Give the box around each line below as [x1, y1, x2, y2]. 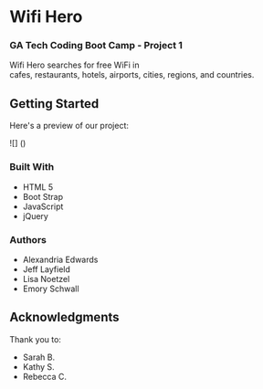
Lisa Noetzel [22, 273, 70, 284]
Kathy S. [22, 361, 55, 372]
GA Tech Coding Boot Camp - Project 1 [9, 39, 183, 52]
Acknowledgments [9, 310, 121, 325]
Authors [9, 233, 47, 246]
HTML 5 [22, 181, 54, 193]
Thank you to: [9, 333, 62, 344]
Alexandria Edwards [22, 254, 99, 265]
